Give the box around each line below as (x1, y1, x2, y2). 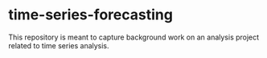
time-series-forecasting (8, 6, 173, 24)
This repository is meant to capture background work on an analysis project (8, 32, 260, 42)
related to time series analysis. (8, 40, 110, 50)
